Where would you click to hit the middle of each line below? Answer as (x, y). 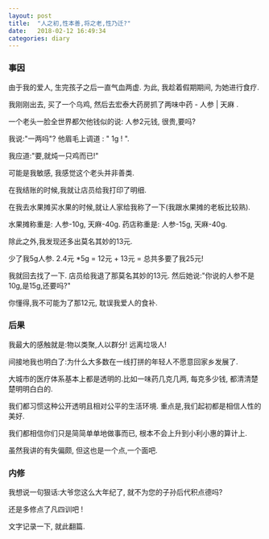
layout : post (30, 16)
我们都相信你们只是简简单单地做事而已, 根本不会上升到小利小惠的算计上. (128, 433)
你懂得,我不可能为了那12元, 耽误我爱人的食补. (83, 302)
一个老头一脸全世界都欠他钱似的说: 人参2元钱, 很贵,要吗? (102, 121)
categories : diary (39, 38)
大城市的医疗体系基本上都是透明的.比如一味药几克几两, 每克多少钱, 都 (123, 379)
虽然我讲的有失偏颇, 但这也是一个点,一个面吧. (83, 450)
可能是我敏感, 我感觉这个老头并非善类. (72, 172)
